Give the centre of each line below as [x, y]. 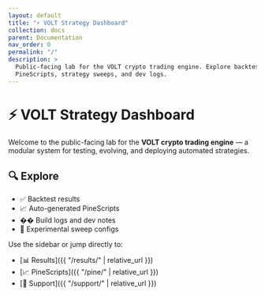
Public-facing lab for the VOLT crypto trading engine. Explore [123, 67]
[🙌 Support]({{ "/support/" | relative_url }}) [88, 283]
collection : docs [37, 30]
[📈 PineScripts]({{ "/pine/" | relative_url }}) [89, 272]
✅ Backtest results [50, 199]
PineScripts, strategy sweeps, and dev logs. [91, 74]
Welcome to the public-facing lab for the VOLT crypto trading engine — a [128, 142]
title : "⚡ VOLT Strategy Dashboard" [68, 23]
